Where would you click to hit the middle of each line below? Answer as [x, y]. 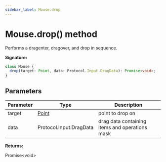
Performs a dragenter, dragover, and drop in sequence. [61, 48]
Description [128, 105]
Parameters [23, 91]
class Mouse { [20, 66]
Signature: [16, 57]
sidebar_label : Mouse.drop [33, 10]
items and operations [123, 127]
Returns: [14, 146]
